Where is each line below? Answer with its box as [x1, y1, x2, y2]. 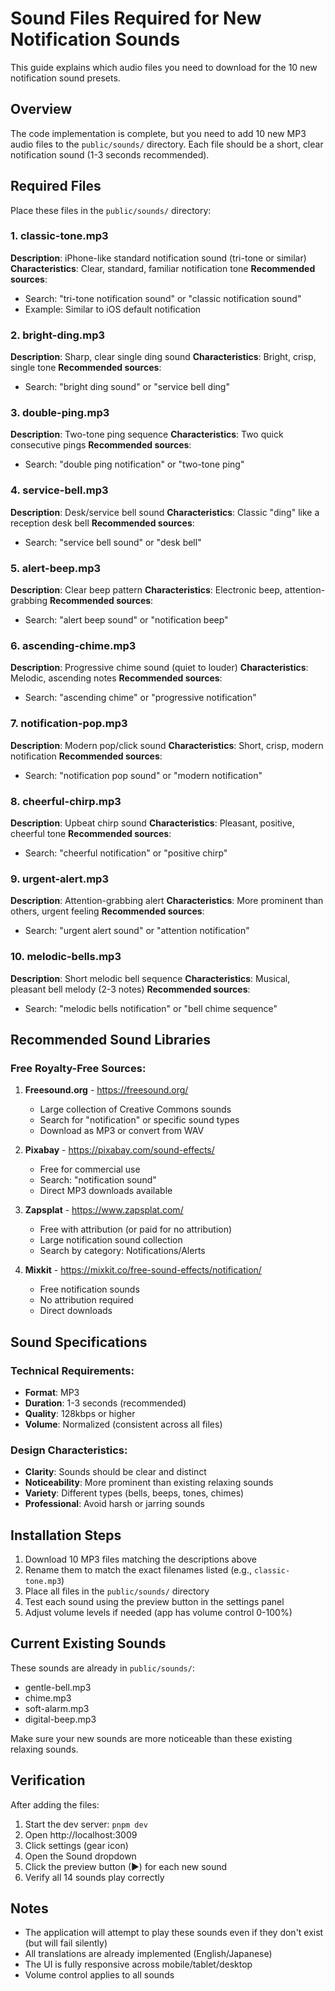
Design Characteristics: [10, 1443, 128, 1457]
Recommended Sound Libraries [10, 1031, 212, 1048]
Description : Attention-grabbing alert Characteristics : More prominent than [10, 895, 324, 907]
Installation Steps [10, 1527, 122, 1544]
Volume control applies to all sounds [24, 1969, 175, 1981]
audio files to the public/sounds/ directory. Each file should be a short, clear [10, 138, 324, 150]
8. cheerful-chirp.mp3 [10, 794, 122, 808]
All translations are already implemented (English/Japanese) [24, 1948, 273, 1960]
